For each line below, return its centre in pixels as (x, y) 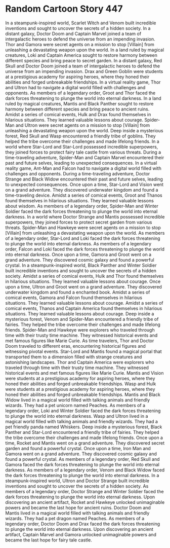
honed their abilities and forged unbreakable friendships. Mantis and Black (83, 394)
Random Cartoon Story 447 (64, 9)
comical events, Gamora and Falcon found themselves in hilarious (74, 298)
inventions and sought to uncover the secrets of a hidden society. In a (78, 28)
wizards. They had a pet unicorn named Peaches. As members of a (75, 405)
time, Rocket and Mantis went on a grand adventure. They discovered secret (85, 443)
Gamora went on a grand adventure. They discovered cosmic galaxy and (81, 454)
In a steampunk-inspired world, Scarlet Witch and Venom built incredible (81, 23)
